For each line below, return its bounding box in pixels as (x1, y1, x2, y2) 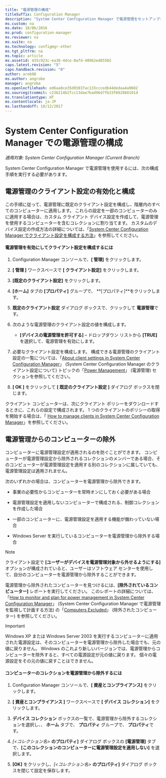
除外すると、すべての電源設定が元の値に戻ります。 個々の (35, 652, 153, 658)
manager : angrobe (5, 81, 41, 86)
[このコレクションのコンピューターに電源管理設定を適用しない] (21, 744, 150, 750)
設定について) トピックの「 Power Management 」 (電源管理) (29, 367, 152, 373)
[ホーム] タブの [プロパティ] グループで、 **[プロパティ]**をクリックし (12, 288, 156, 294)
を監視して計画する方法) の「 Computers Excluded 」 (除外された (5, 607, 136, 613)
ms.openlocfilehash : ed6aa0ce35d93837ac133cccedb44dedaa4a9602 (5, 85, 138, 91)
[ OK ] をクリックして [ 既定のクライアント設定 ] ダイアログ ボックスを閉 (12, 384, 160, 390)
